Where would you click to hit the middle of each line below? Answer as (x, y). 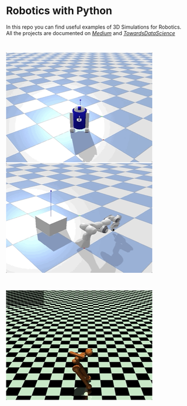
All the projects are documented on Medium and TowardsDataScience (91, 33)
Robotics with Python (59, 11)
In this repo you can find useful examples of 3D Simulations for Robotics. (94, 27)
